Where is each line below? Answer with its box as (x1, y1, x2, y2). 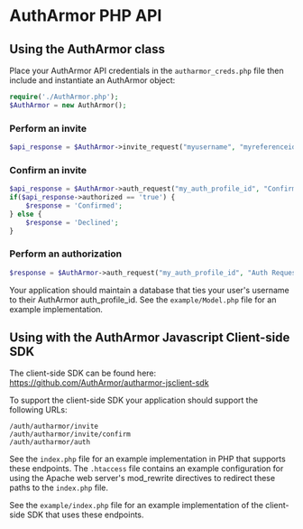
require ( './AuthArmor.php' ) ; (9, 92, 119, 101)
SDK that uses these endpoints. (26, 509, 144, 520)
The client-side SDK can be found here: (9, 367, 157, 379)
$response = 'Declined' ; (25, 218, 119, 227)
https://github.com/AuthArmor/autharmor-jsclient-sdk (9, 377, 209, 388)
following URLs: (9, 404, 68, 415)
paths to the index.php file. (9, 482, 109, 493)
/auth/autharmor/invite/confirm (9, 430, 131, 439)
